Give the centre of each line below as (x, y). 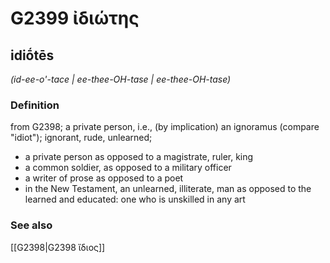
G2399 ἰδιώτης (75, 18)
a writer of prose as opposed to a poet (104, 178)
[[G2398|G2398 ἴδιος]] (58, 247)
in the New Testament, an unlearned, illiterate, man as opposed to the (168, 189)
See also (31, 225)
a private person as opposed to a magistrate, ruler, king (139, 157)
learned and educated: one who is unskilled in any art (135, 199)
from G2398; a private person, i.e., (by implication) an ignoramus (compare (165, 127)
